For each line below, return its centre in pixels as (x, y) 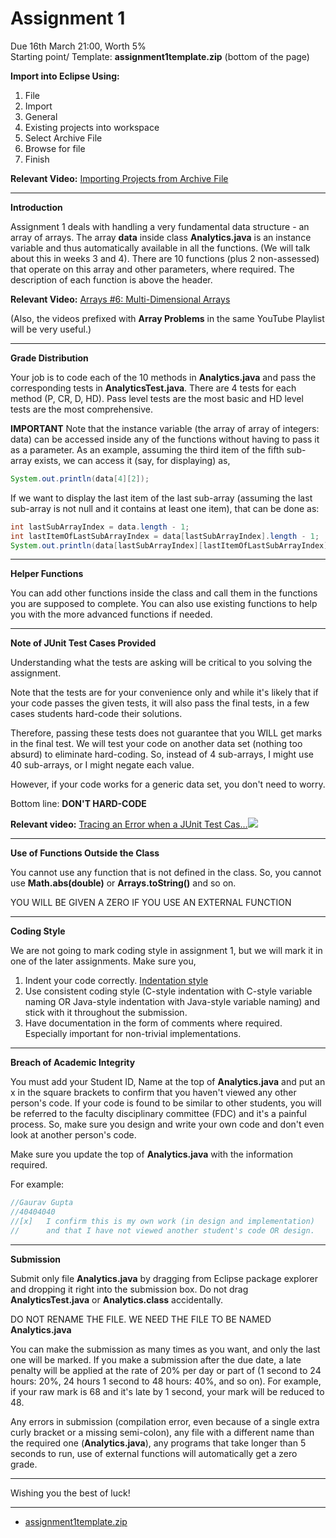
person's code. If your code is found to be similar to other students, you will (166, 1103)
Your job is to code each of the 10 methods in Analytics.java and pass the (163, 377)
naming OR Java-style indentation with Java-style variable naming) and (172, 1002)
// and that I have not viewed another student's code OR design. (162, 1231)
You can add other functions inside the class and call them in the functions (164, 593)
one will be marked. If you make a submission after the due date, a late (156, 1359)
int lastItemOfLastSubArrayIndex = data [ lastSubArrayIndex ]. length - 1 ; (165, 536)
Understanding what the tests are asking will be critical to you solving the (161, 663)
